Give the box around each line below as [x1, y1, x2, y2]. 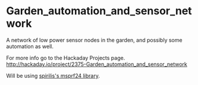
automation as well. [6, 43, 54, 50]
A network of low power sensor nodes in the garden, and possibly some [6, 36, 183, 43]
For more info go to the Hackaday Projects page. [6, 54, 125, 61]
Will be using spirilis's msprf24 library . [6, 72, 100, 79]
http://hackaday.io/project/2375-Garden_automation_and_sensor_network [6, 61, 187, 68]
